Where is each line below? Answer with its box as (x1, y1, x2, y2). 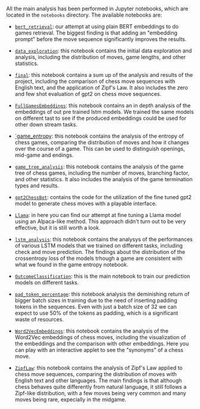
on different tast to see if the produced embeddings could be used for (14, 114, 186, 122)
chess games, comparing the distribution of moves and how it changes (14, 139, 189, 145)
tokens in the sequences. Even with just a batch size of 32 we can (14, 303, 177, 310)
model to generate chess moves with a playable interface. (14, 200, 157, 207)
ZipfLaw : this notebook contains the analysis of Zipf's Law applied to (14, 364, 183, 371)
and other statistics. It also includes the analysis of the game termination (14, 176, 193, 182)
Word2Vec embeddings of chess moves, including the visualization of (14, 334, 186, 340)
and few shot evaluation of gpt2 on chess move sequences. (14, 91, 162, 97)
